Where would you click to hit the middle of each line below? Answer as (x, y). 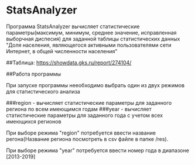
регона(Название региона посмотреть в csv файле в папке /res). (87, 139)
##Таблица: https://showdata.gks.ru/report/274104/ (69, 63)
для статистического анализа (43, 91)
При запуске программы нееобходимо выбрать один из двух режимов (95, 85)
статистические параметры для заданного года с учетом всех (84, 115)
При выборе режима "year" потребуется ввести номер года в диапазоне (97, 150)
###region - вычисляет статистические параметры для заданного (89, 102)
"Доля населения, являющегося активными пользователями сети (89, 45)
